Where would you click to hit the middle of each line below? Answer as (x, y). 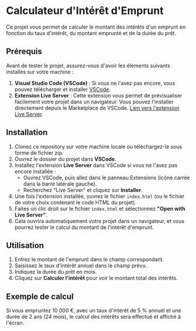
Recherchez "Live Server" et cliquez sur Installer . (83, 190)
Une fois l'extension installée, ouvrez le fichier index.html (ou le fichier (99, 196)
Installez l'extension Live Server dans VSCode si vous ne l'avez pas (96, 165)
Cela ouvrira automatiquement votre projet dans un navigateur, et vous (99, 221)
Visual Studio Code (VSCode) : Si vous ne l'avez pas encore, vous (95, 83)
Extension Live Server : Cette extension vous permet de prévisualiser (98, 95)
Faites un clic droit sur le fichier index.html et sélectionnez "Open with (100, 208)
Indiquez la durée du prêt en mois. (56, 272)
